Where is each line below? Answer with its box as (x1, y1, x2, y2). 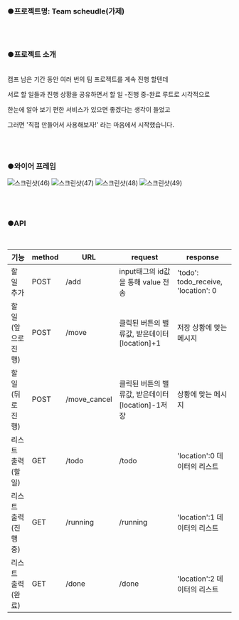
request (131, 252, 159, 262)
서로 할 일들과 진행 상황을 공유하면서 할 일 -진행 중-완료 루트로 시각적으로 (7, 90, 211, 98)
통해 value (127, 277, 161, 287)
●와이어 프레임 (7, 161, 57, 171)
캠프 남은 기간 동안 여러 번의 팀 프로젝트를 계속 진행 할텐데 (7, 75, 169, 83)
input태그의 (119, 267, 156, 277)
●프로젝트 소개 (7, 50, 57, 60)
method (31, 252, 59, 262)
